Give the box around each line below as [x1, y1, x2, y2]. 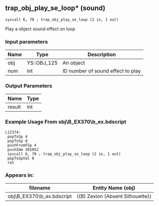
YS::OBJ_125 [26, 60, 58, 67]
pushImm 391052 [7, 147, 39, 152]
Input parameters [5, 38, 48, 45]
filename [29, 185, 51, 191]
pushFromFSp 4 [7, 142, 37, 148]
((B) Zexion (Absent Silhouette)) [77, 193, 152, 200]
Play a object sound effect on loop [5, 26, 76, 32]
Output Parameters [5, 82, 53, 89]
